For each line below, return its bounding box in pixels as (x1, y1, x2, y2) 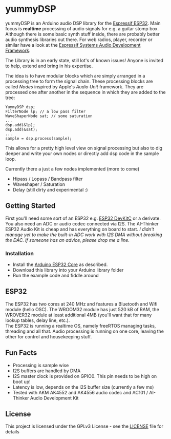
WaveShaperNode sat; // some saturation (5, 113, 93, 119)
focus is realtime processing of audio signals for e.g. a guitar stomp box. (5, 25, 159, 31)
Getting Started (5, 201, 56, 211)
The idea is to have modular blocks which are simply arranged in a (5, 72, 145, 79)
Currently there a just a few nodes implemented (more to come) (5, 165, 140, 172)
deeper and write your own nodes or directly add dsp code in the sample (5, 150, 159, 157)
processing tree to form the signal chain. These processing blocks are (5, 78, 153, 84)
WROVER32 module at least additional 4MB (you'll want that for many (5, 312, 152, 318)
